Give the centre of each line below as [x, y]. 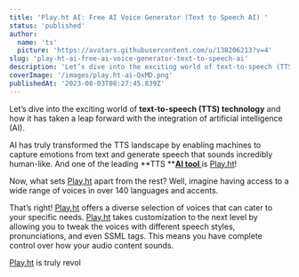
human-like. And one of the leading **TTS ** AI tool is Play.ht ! [123, 163]
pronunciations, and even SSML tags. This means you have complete [136, 235]
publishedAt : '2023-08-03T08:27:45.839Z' [87, 83]
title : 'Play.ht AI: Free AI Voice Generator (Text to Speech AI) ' [139, 17]
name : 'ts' [37, 42]
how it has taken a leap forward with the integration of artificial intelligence [146, 118]
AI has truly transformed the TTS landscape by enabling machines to [135, 145]
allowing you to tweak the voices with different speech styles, [122, 226]
